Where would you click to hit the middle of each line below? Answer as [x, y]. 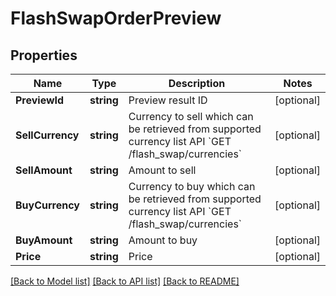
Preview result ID [168, 100]
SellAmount [44, 170]
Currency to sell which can [191, 116]
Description [197, 83]
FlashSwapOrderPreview [116, 18]
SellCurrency [47, 135]
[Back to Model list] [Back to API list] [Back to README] [125, 281]
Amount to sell [162, 170]
